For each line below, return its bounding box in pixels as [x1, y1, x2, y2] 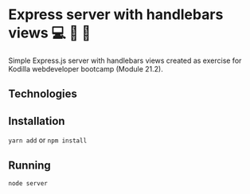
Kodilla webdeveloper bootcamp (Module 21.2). [8, 64, 163, 73]
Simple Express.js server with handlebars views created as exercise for [8, 56, 242, 65]
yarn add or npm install [8, 135, 88, 145]
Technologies [8, 87, 78, 101]
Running [8, 158, 52, 172]
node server [8, 179, 48, 188]
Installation [8, 114, 65, 128]
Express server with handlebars [8, 6, 224, 24]
